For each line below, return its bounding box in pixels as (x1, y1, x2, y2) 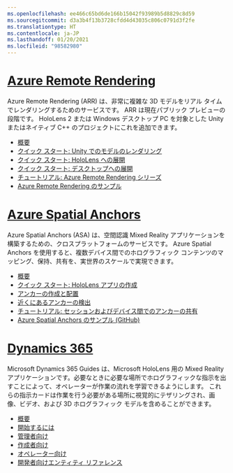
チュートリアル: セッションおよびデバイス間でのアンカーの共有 (17, 306, 198, 315)
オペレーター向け (17, 449, 67, 458)
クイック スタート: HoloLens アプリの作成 (17, 281, 137, 289)
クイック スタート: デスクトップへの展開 (17, 164, 133, 172)
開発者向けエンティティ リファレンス (17, 458, 123, 466)
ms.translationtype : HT (7, 23, 77, 30)
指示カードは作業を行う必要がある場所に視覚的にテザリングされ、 (19, 390, 209, 399)
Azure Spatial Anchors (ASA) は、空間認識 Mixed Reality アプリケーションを (7, 230, 225, 239)
